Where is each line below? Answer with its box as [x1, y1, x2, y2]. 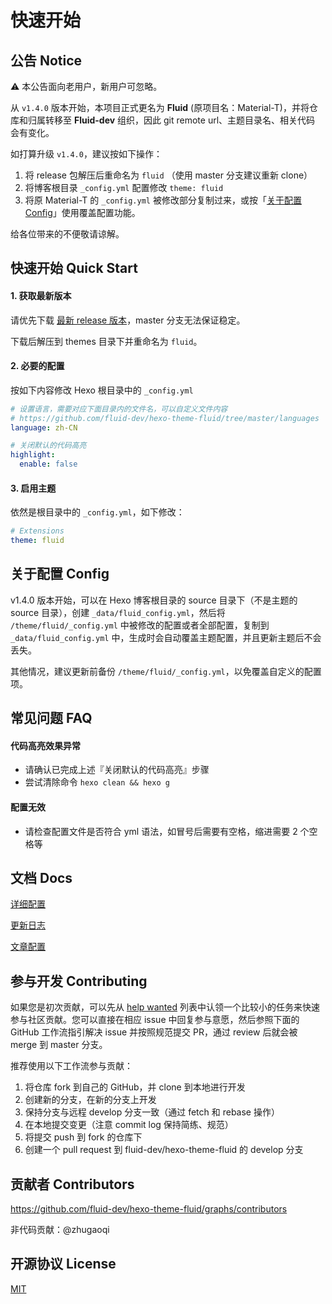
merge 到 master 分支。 [10, 1039, 108, 1051]
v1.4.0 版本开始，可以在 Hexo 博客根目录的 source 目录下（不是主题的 [10, 594, 298, 606]
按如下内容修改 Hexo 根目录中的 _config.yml [10, 384, 194, 396]
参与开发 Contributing [10, 972, 148, 990]
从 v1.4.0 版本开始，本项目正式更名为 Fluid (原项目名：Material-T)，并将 [10, 102, 310, 113]
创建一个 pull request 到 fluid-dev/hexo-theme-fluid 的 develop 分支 [24, 1144, 304, 1156]
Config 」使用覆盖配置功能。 [24, 207, 141, 218]
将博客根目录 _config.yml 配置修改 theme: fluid [24, 182, 224, 193]
